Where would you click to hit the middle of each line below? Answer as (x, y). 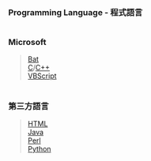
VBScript (42, 76)
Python (39, 149)
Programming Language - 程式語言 (75, 12)
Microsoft (27, 43)
